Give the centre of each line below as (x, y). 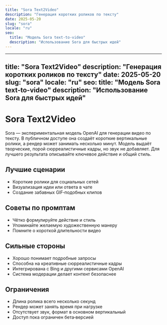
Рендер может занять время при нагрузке (57, 307)
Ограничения (27, 289)
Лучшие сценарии (35, 170)
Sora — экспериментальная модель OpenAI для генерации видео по (78, 133)
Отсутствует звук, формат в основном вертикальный (69, 312)
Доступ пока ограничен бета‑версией (53, 317)
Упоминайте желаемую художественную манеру (65, 225)
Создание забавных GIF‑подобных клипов (57, 192)
